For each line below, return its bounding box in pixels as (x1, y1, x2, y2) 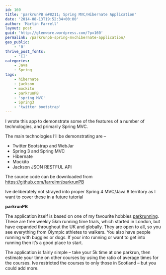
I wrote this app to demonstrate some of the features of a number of (5, 118, 145, 124)
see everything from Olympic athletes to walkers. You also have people (5, 229, 151, 235)
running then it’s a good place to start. (5, 240, 83, 246)
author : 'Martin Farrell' (5, 21, 59, 26)
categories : (5, 58, 30, 63)
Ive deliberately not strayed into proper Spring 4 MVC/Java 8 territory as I (5, 189, 156, 194)
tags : (5, 72, 16, 77)
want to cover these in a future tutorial (5, 194, 83, 200)
